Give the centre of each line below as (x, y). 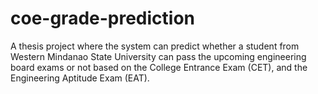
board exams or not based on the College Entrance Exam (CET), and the (159, 67)
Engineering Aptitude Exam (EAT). (80, 78)
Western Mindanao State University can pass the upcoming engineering (158, 56)
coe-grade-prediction (103, 18)
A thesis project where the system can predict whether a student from (155, 46)
